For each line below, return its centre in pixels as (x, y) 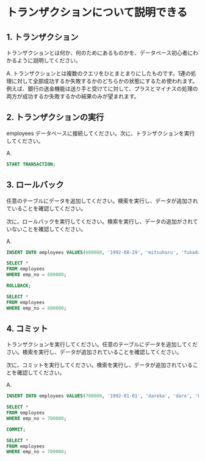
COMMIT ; (16, 429)
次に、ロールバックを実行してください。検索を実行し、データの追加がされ (100, 221)
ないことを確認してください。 (49, 229)
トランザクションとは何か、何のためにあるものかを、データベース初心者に (100, 53)
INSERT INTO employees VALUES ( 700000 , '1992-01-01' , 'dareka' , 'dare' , (99, 396)
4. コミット (27, 328)
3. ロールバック (35, 185)
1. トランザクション (42, 37)
